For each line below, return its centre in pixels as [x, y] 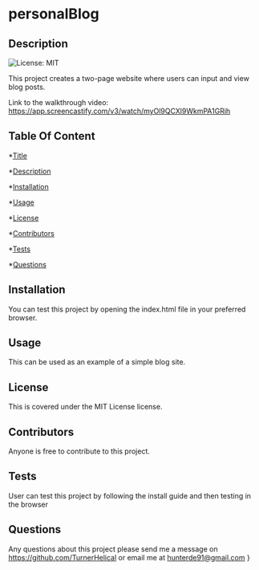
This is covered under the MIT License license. [85, 407]
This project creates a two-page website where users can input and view [129, 78]
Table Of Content [52, 136]
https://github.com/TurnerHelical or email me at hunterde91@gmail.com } [129, 557]
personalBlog [54, 14]
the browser [28, 504]
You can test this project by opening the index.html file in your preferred [127, 309]
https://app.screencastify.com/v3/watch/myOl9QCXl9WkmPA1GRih [119, 111]
